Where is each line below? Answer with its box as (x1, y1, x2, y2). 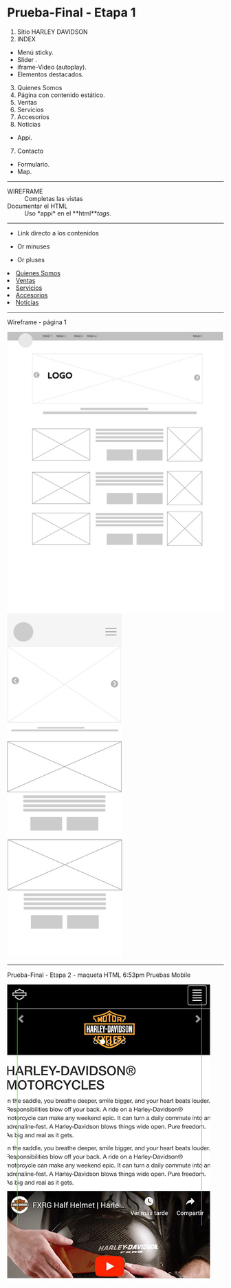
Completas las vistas (24, 194, 83, 202)
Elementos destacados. (16, 70, 84, 78)
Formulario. (16, 160, 50, 168)
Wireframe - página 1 (7, 318, 67, 326)
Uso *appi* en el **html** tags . (24, 209, 112, 218)
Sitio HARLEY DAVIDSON (16, 28, 88, 36)
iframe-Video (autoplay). (16, 63, 87, 71)
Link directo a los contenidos (16, 229, 100, 237)
